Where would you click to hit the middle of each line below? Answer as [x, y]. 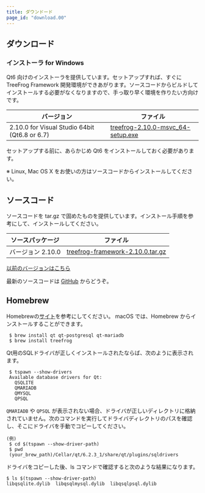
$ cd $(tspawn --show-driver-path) [54, 444]
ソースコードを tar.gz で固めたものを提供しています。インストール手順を [97, 216]
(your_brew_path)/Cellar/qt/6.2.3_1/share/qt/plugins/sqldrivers [94, 455]
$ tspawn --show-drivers [40, 372]
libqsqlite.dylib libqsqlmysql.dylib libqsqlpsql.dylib [81, 484]
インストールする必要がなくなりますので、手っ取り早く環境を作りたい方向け [103, 93]
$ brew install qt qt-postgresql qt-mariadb [66, 335]
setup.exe [124, 135]
